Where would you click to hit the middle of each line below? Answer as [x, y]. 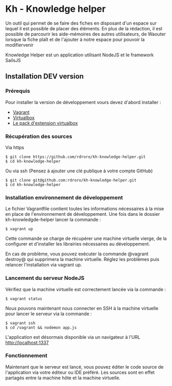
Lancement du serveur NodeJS [45, 278]
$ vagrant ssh [21, 323]
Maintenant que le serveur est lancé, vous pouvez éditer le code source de [84, 367]
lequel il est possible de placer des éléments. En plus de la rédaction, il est [84, 28]
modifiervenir [20, 45]
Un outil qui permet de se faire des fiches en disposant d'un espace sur [81, 23]
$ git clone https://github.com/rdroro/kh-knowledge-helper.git [75, 157]
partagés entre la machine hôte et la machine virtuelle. [63, 378]
